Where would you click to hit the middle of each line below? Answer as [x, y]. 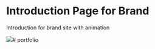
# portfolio [25, 39]
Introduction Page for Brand [78, 11]
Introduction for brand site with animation [58, 27]
